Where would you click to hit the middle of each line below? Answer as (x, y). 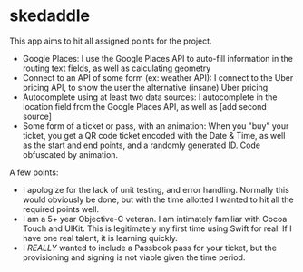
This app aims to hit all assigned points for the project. (111, 41)
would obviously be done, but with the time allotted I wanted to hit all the (158, 199)
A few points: (34, 172)
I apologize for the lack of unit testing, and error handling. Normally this (156, 189)
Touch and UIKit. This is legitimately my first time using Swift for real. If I (157, 228)
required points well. (61, 209)
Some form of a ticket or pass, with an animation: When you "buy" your (156, 126)
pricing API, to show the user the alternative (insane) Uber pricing (145, 87)
